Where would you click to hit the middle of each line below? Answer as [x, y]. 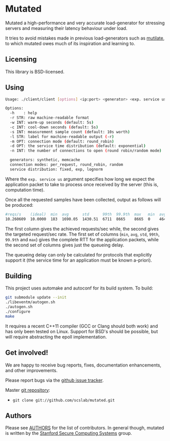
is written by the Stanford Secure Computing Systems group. [69, 433]
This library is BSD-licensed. [35, 71]
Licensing [21, 60]
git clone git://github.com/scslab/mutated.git [63, 400]
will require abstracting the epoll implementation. [56, 337]
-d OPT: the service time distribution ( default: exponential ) [78, 146]
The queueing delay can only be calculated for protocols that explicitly [79, 254]
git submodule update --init [36, 298]
